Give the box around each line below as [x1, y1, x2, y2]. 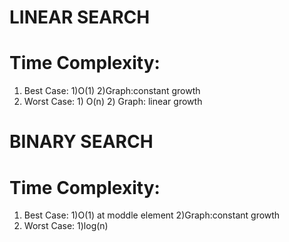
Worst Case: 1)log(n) [23, 220, 109, 232]
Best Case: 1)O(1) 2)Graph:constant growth [23, 85, 201, 97]
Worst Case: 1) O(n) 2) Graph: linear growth [23, 96, 203, 108]
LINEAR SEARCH [9, 6, 151, 29]
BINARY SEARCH [9, 131, 154, 153]
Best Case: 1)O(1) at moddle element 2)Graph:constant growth [23, 209, 281, 221]
